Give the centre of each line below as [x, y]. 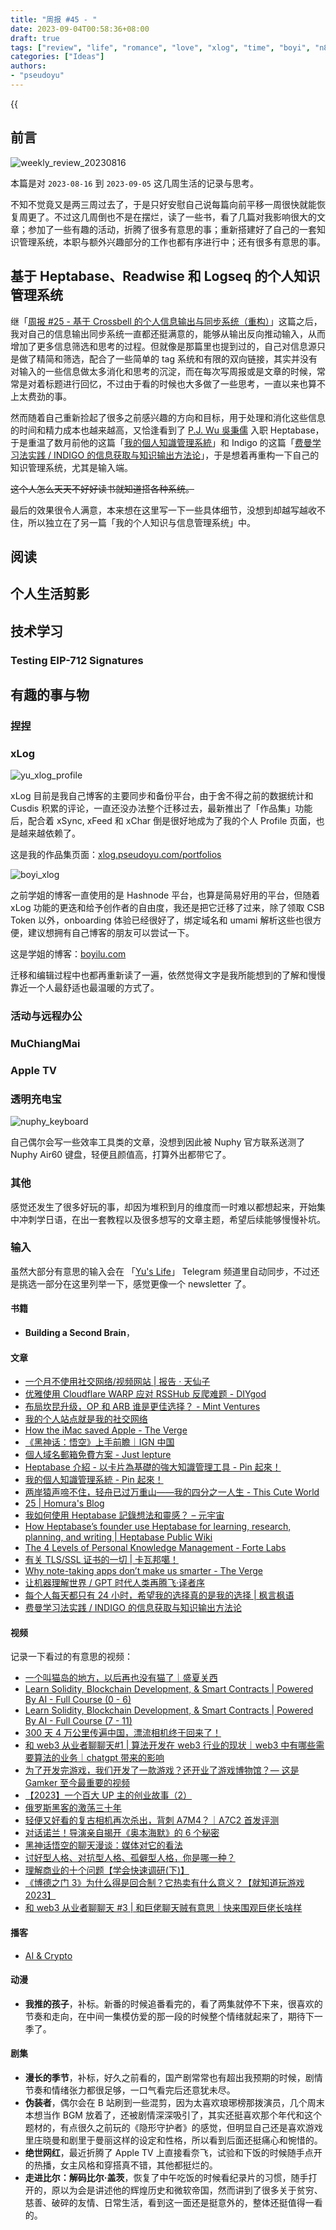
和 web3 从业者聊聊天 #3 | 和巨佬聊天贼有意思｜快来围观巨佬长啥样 [163, 1908]
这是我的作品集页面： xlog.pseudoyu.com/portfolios [116, 855]
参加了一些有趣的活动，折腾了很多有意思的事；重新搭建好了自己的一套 [172, 229]
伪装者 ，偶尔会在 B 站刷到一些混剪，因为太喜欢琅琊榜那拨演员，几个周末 [174, 2103]
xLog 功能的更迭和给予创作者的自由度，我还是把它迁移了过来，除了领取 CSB [167, 908]
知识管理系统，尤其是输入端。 [71, 467]
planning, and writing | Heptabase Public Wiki [118, 1537]
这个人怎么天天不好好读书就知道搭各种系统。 [102, 488]
